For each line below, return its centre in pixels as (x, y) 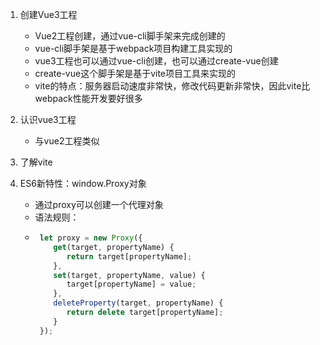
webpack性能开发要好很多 (88, 98)
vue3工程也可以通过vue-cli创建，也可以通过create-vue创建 (156, 61)
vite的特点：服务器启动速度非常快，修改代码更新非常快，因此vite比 (172, 86)
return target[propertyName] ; (129, 256)
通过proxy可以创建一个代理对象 (99, 204)
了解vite (36, 162)
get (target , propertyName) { (114, 247)
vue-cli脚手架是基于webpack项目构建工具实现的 (133, 48)
